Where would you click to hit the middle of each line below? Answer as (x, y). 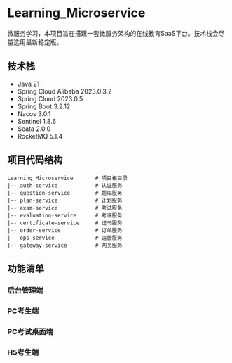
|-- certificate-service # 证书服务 (65, 223)
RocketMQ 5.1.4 (40, 136)
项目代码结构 (35, 160)
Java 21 (28, 84)
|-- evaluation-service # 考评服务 (65, 215)
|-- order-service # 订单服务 (65, 230)
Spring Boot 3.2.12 (44, 106)
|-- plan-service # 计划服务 (65, 200)
